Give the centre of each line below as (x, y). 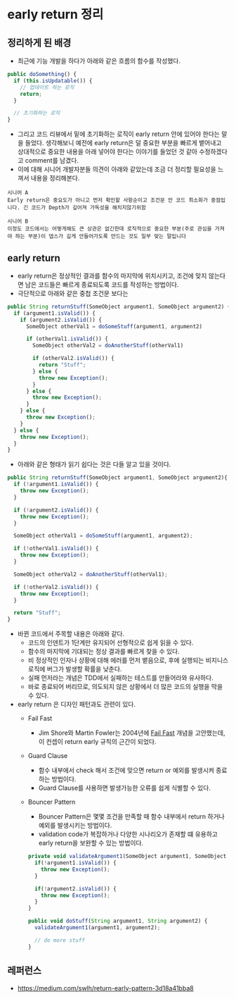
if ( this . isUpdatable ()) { (53, 81)
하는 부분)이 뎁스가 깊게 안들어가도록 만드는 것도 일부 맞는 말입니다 (100, 237)
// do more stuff (60, 940)
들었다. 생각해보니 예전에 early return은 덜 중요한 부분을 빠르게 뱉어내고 (123, 143)
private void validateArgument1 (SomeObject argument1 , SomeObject (127, 857)
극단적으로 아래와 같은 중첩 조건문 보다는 (73, 293)
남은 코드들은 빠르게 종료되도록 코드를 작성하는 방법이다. (102, 284)
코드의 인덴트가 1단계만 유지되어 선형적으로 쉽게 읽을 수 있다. (111, 643)
